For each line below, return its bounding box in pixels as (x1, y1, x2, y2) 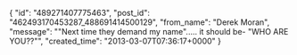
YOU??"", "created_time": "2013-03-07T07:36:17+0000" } (9, 35, 221, 46)
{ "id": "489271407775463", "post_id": (9, 8, 150, 18)
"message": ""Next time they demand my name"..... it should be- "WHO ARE (9, 27, 289, 36)
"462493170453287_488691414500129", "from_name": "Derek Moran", (9, 17, 270, 27)
